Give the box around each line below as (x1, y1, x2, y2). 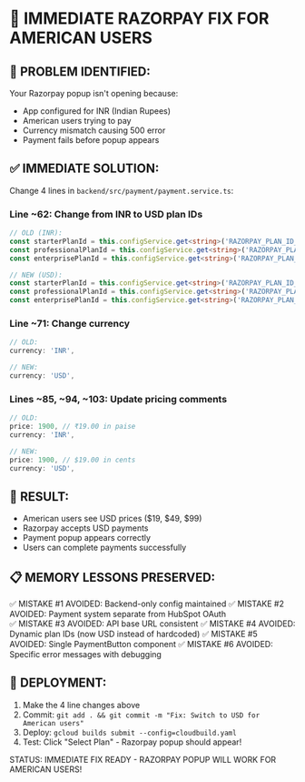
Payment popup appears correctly (22, 533, 152, 543)
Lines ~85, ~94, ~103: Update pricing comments (9, 392, 228, 405)
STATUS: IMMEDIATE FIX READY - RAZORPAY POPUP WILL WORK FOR (9, 754, 277, 765)
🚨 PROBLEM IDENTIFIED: (9, 64, 152, 79)
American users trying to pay (22, 116, 132, 126)
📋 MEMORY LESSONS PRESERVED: (9, 569, 216, 585)
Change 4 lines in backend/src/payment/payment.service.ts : (9, 185, 234, 196)
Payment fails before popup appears (22, 135, 160, 145)
